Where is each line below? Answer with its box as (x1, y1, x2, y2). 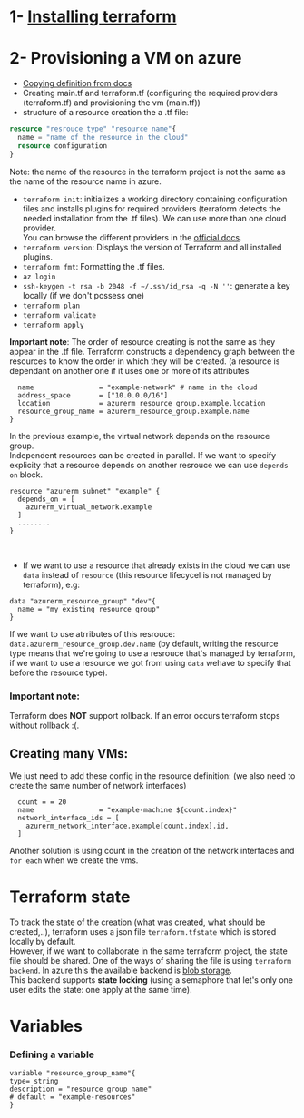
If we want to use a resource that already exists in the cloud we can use (22, 560, 291, 571)
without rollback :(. (9, 720, 80, 731)
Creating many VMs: (9, 746, 129, 761)
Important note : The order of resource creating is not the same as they (9, 336, 276, 347)
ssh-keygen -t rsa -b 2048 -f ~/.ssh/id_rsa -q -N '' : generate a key (22, 279, 290, 291)
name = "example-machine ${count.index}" (17, 805, 238, 814)
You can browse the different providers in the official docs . (22, 231, 242, 242)
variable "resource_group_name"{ (9, 1069, 136, 1078)
